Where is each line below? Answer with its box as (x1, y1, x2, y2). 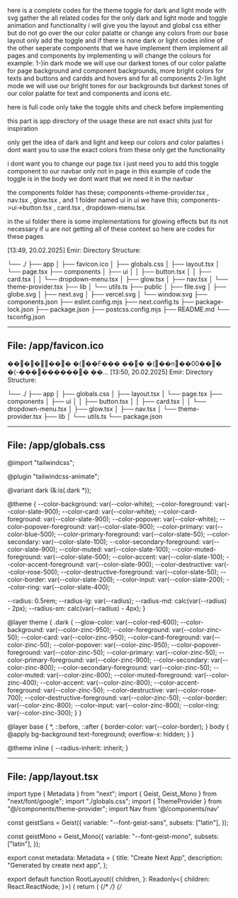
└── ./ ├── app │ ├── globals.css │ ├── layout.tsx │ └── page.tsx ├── (7, 389, 222, 397)
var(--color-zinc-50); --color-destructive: (43, 685, 165, 694)
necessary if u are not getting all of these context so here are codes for (7, 225, 215, 233)
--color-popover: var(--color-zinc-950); (52, 640, 170, 649)
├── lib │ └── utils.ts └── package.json (43, 412, 163, 420)
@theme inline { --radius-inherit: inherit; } (7, 743, 129, 752)
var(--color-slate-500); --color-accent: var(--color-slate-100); (43, 552, 225, 561)
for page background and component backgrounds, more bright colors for (7, 67, 225, 75)
